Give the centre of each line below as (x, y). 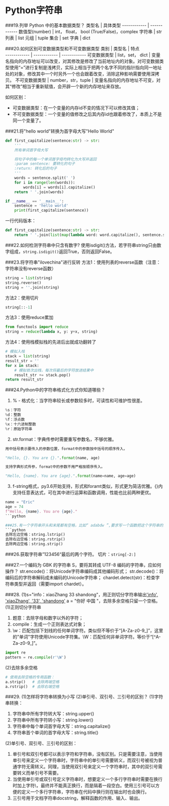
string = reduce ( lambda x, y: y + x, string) (52, 332)
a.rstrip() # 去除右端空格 (32, 687)
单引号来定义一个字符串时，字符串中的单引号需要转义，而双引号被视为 (85, 760)
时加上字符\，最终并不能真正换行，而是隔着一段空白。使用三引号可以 (84, 786)
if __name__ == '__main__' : (35, 201)
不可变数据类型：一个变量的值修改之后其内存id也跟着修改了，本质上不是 (87, 114)
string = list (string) (29, 278)
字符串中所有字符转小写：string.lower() (53, 720)
